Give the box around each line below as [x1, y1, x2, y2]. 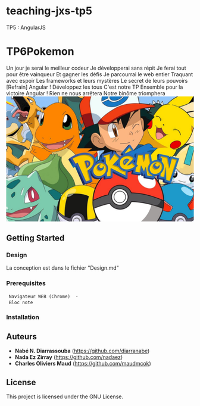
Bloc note [8, 299, 33, 305]
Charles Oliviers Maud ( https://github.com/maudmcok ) [14, 360, 152, 367]
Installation [6, 313, 40, 321]
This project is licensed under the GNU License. [6, 393, 124, 400]
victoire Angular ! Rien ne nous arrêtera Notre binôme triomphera [6, 89, 165, 96]
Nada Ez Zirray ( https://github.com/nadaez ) [14, 354, 123, 361]
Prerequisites [6, 279, 46, 288]
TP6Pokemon [6, 45, 74, 58]
